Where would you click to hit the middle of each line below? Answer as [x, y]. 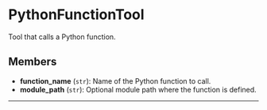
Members [33, 62]
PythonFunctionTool [76, 15]
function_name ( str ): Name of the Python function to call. [115, 81]
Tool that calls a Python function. [62, 37]
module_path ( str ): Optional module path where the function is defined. [138, 89]
